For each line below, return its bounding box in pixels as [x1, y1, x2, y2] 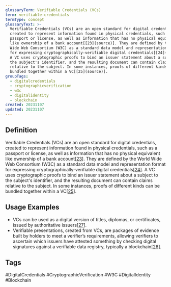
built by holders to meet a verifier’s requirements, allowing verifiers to [12, 232, 159, 239]
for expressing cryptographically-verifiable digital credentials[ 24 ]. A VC [5, 166, 155, 172]
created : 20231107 [5, 102, 44, 108]
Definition [5, 126, 37, 135]
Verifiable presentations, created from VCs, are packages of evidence [12, 227, 159, 233]
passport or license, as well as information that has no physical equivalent [5, 150, 160, 156]
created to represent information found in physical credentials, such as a [5, 145, 158, 151]
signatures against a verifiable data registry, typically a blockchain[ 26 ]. [12, 243, 162, 250]
